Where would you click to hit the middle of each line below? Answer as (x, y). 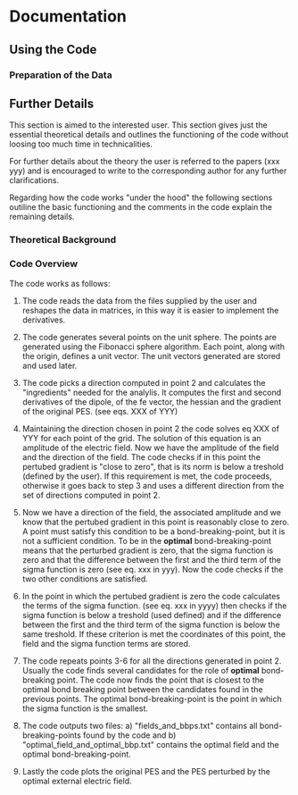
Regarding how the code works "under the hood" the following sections (141, 197)
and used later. (50, 365)
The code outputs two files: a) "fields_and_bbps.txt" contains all (140, 725)
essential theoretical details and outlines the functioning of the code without (149, 135)
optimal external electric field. (77, 781)
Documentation (68, 17)
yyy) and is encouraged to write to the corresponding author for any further (148, 171)
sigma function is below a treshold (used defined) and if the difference (152, 615)
